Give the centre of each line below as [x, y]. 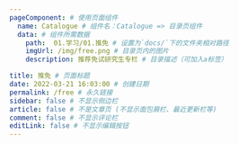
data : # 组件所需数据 [53, 34]
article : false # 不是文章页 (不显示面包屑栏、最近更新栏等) [113, 109]
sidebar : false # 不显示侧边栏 [64, 101]
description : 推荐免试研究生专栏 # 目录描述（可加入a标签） [127, 59]
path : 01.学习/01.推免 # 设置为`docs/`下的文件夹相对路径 [127, 43]
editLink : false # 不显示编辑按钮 [69, 126]
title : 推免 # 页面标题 [49, 76]
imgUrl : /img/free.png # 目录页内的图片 [97, 51]
